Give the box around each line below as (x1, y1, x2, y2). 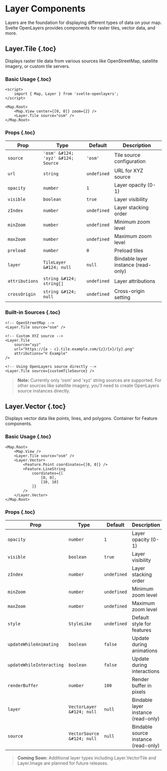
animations (131, 647, 158, 654)
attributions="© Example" (14, 351, 68, 356)
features (131, 627, 152, 634)
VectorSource (69, 731, 99, 737)
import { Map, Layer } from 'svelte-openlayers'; (14, 91, 119, 96)
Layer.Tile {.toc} (5, 44, 57, 53)
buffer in (131, 682, 152, 689)
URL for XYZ (114, 167, 144, 174)
